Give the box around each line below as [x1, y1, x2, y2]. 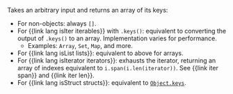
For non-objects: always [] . [17, 19, 97, 27]
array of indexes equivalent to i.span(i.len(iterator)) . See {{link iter [17, 64, 219, 72]
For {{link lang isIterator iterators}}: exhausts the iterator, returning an [17, 56, 216, 65]
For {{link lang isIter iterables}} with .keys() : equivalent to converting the [17, 27, 227, 35]
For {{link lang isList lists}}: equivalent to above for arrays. [17, 49, 184, 57]
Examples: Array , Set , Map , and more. [27, 42, 134, 49]
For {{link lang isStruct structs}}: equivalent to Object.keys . [17, 79, 186, 86]
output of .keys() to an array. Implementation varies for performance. [17, 34, 218, 42]
